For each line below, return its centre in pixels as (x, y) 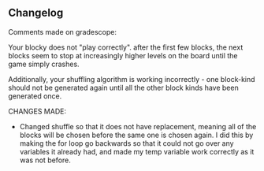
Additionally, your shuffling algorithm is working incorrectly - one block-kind (132, 79)
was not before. (45, 160)
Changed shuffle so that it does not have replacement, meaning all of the (138, 126)
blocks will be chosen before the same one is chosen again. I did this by (136, 135)
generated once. (35, 96)
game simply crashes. (44, 64)
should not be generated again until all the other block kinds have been (123, 87)
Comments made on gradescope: (62, 32)
